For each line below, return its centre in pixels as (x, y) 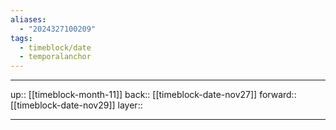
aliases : (28, 19)
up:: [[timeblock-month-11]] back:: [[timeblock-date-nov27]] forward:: (153, 95)
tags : (21, 38)
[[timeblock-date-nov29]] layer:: (76, 105)
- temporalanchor (55, 57)
